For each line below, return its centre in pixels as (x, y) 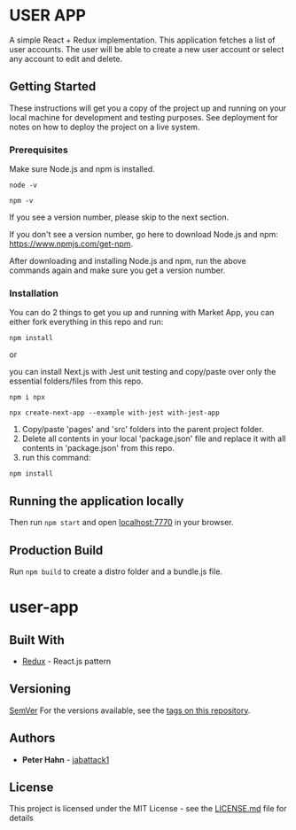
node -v (23, 186)
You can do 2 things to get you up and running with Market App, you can (142, 313)
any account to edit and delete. (66, 58)
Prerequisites (39, 150)
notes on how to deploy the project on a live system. (105, 127)
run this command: (56, 458)
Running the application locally (97, 501)
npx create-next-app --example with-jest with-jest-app (114, 413)
